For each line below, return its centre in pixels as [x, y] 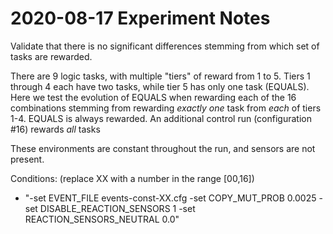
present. [27, 159]
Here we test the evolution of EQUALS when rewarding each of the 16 [153, 97]
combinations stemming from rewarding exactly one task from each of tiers [166, 108]
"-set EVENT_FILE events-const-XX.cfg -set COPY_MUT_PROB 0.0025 [170, 198]
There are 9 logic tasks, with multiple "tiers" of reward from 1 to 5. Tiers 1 [160, 76]
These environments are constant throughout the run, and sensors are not [163, 148]
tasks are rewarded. [51, 56]
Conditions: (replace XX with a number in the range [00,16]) [132, 178]
